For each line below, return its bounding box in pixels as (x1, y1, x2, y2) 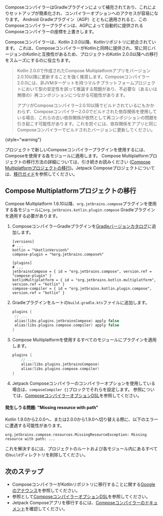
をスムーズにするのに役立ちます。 (5, 58, 73, 63)
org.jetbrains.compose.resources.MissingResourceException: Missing (5, 432, 147, 437)
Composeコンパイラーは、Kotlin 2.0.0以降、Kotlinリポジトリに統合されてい (5, 39, 156, 45)
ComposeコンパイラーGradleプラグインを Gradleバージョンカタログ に (12, 223, 152, 229)
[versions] (12, 239, 35, 244)
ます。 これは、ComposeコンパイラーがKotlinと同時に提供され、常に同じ (5, 45, 152, 51)
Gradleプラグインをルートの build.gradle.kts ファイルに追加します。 (12, 299, 150, 305)
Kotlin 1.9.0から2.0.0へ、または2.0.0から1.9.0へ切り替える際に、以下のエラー (5, 416, 159, 422)
